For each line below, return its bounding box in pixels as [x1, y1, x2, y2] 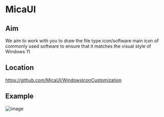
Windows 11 [5, 49, 30, 54]
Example [5, 92, 34, 101]
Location [5, 63, 34, 72]
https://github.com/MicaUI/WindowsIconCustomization [5, 77, 122, 83]
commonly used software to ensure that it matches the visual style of [5, 43, 151, 49]
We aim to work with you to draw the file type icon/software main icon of [5, 37, 159, 44]
